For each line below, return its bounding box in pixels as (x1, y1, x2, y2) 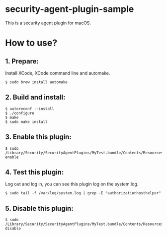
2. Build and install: (5, 93, 66, 102)
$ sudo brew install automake (5, 79, 68, 85)
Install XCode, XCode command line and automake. (5, 70, 110, 76)
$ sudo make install (5, 119, 48, 124)
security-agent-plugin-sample (5, 3, 134, 15)
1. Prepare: (5, 57, 39, 65)
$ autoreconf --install (5, 106, 55, 111)
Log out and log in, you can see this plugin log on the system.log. (5, 181, 139, 187)
